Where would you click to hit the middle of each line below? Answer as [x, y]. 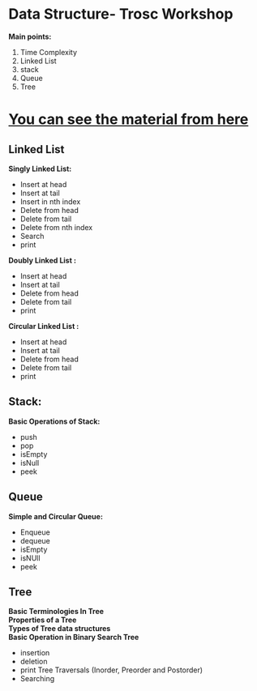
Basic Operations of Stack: [54, 421]
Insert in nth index [50, 201]
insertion [35, 653]
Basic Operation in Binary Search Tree [74, 638]
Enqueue [35, 532]
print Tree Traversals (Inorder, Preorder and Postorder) [111, 670]
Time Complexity [49, 52]
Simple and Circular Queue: [56, 516]
